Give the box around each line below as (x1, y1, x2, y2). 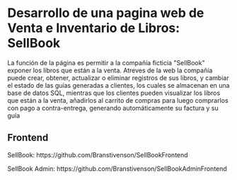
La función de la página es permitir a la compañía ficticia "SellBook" (7, 58, 205, 67)
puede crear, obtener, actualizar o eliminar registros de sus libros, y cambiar (7, 73, 229, 82)
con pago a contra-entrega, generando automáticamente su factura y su (7, 103, 219, 112)
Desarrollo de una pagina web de (7, 5, 204, 21)
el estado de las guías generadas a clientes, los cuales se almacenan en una (7, 81, 230, 89)
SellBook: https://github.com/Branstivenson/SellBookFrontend (7, 150, 189, 159)
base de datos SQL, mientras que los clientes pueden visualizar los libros (7, 89, 221, 97)
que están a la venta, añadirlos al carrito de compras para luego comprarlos (7, 96, 229, 104)
